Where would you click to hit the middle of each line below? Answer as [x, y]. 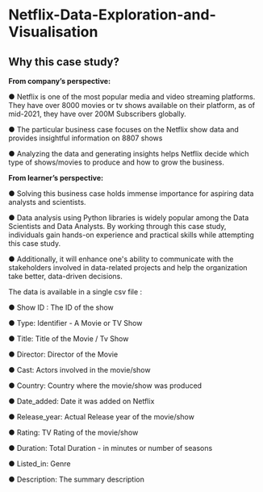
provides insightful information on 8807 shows [86, 138]
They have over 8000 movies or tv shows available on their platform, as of [132, 105]
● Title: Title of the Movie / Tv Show [69, 339]
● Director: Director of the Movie [63, 354]
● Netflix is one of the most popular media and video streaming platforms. [132, 97]
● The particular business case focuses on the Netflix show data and [124, 129]
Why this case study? [64, 62]
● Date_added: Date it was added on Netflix [81, 401]
